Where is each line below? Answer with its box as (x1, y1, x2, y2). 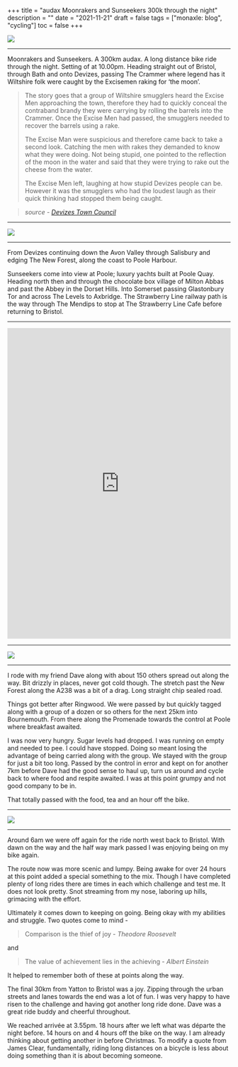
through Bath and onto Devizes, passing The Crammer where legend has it (7, 70, 225, 78)
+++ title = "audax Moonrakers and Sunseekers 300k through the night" (7, 6, 218, 14)
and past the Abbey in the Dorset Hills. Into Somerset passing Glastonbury (7, 285, 225, 293)
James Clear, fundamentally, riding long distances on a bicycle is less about (7, 1044, 229, 1052)
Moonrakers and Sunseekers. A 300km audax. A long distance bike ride (7, 55, 217, 63)
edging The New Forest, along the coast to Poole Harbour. (7, 256, 178, 264)
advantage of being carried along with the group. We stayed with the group (7, 752, 227, 760)
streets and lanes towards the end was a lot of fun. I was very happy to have (7, 992, 230, 1000)
